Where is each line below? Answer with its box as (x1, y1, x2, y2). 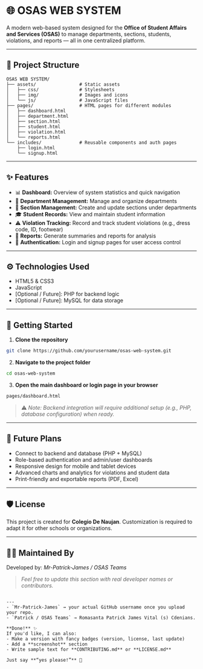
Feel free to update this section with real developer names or (21, 575, 173, 583)
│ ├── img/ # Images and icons (6, 92, 129, 98)
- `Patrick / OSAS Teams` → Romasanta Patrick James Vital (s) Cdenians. (6, 615, 196, 621)
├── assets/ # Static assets (6, 81, 120, 88)
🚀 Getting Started (6, 320, 73, 330)
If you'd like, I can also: (6, 631, 77, 637)
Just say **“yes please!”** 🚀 (6, 657, 83, 664)
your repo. (6, 610, 34, 616)
